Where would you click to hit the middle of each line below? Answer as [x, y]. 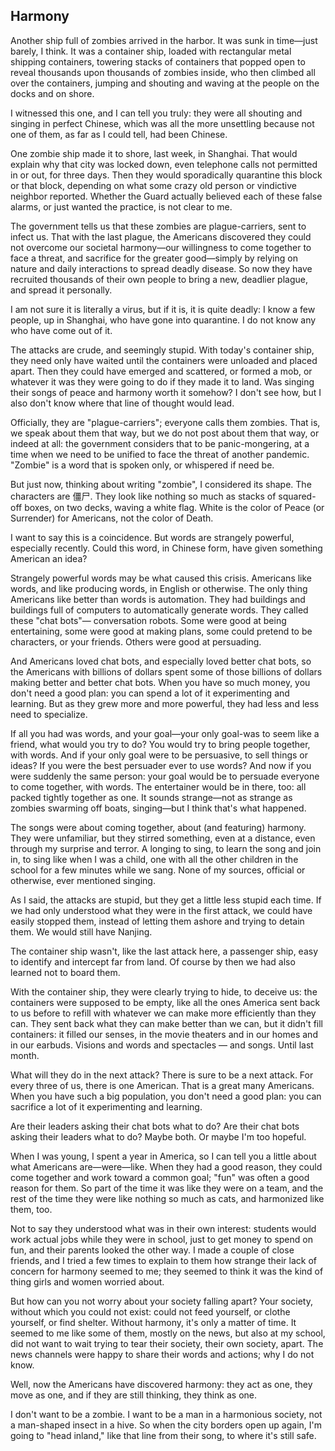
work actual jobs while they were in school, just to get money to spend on [161, 1239]
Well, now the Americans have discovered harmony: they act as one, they [161, 1384]
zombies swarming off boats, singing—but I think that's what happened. [158, 808]
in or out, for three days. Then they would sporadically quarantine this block [166, 175]
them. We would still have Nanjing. [81, 931]
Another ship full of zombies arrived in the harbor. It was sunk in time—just [164, 40]
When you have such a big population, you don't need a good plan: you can [166, 1096]
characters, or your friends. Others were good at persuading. [136, 641]
